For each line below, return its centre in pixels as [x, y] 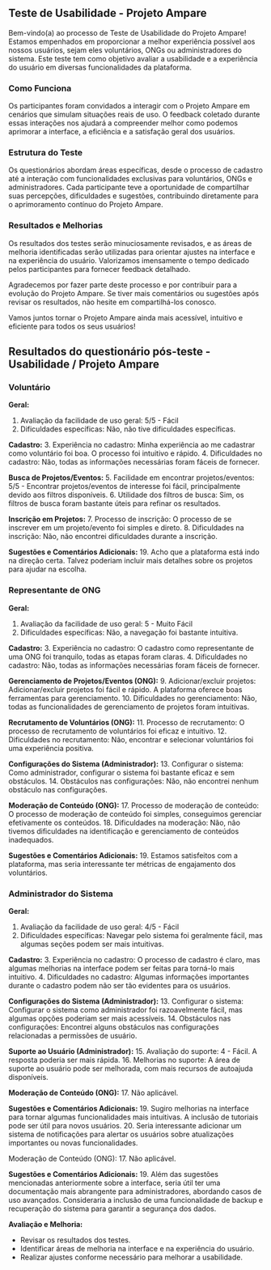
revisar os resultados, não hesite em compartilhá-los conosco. [112, 302]
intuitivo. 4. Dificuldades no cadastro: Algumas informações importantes [129, 977]
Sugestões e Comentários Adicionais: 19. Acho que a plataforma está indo [134, 552]
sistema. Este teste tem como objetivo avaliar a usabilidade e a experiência [133, 58]
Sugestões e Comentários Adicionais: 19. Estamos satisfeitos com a [123, 855]
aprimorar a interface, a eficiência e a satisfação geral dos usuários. [122, 132]
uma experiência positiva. [51, 748]
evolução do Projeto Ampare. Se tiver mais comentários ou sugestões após [134, 293]
